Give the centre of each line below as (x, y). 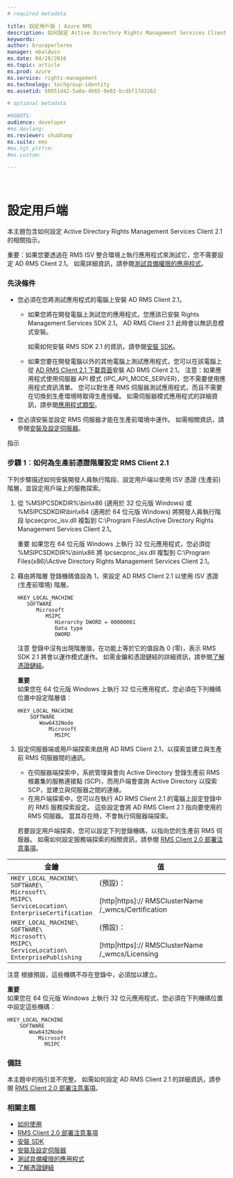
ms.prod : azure (29, 71)
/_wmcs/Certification (133, 910)
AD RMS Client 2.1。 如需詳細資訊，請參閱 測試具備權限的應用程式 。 (111, 264)
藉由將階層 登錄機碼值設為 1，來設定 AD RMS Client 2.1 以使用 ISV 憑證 (118, 576)
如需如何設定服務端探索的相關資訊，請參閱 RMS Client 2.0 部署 (127, 839)
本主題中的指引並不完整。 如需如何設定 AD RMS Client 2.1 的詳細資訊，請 (111, 1079)
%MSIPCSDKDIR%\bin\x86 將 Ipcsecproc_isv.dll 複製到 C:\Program (113, 552)
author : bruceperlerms (40, 46)
